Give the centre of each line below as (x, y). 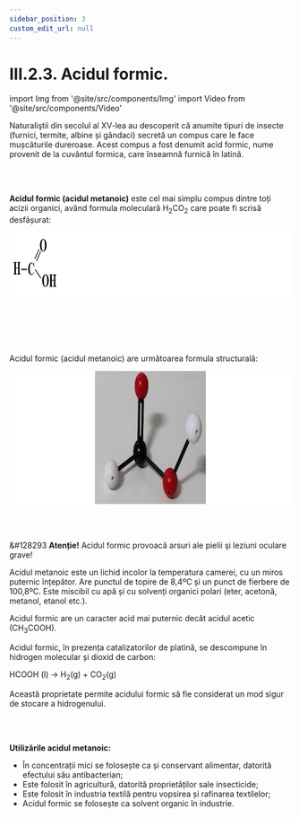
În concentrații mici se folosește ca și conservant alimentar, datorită (147, 765)
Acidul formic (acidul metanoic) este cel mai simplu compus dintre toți (140, 198)
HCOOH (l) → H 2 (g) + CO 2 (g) (63, 675)
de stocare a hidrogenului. (57, 703)
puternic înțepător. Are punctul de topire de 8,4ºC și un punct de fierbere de (149, 582)
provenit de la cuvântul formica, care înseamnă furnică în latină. (127, 154)
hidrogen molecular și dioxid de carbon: (83, 657)
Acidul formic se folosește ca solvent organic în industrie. (128, 803)
